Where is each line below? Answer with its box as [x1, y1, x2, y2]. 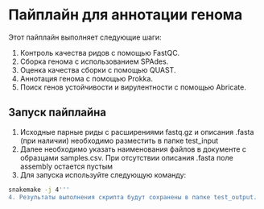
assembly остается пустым [19, 161, 113, 171]
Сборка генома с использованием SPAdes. [19, 56, 169, 66]
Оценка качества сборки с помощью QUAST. [19, 65, 176, 74]
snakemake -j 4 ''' [8, 186, 70, 194]
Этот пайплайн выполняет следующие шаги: [8, 32, 163, 42]
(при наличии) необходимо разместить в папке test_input [19, 136, 219, 145]
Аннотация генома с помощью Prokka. [19, 73, 153, 83]
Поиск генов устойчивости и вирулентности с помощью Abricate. [19, 82, 247, 92]
